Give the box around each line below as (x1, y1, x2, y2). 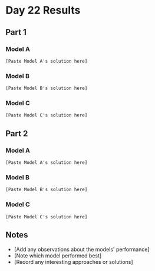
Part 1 (5, 27, 27, 37)
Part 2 (5, 128, 28, 138)
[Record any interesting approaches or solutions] (14, 258, 133, 265)
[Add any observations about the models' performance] (14, 246, 150, 253)
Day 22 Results (5, 4, 81, 17)
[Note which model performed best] (14, 252, 102, 259)
